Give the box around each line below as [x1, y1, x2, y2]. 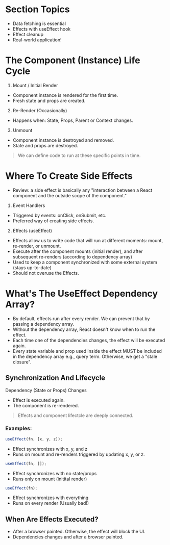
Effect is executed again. [12, 397, 65, 403]
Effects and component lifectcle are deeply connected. [17, 412, 134, 419]
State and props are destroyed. [12, 142, 78, 148]
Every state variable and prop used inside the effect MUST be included [12, 348, 162, 354]
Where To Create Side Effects [5, 170, 133, 182]
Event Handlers [12, 202, 45, 209]
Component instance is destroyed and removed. [12, 137, 114, 143]
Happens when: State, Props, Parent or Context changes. [12, 117, 134, 123]
